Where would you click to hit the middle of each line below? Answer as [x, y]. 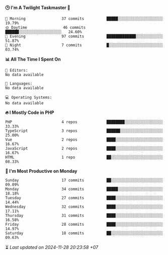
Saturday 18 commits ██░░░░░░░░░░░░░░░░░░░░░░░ [84, 233]
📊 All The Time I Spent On [33, 59]
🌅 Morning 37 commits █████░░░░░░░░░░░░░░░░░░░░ [84, 19]
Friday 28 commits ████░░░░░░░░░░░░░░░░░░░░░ [84, 224]
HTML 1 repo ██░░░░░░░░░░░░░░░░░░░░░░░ [84, 157]
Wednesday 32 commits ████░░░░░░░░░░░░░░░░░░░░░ [84, 207]
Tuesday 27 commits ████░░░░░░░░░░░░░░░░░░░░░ [84, 198]
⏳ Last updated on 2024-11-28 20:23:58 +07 [52, 247]
